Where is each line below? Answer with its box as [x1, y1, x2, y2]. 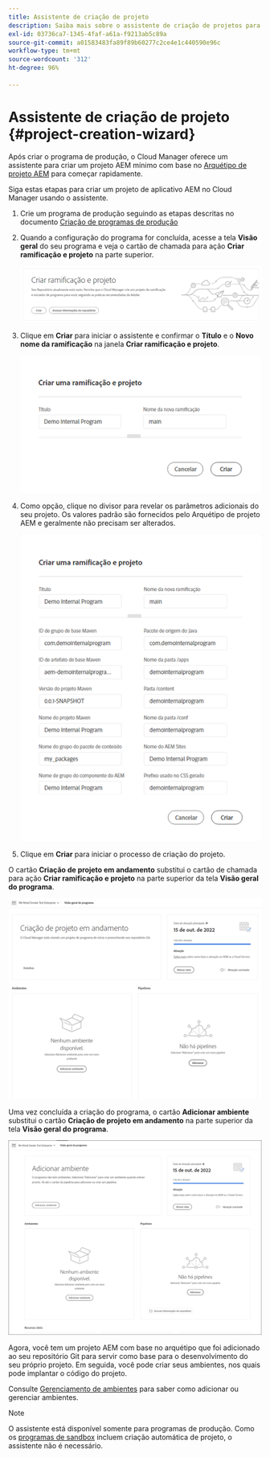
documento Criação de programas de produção [19, 217, 178, 227]
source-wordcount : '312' [8, 55, 92, 64]
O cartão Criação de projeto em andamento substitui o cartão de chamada [8, 864, 258, 874]
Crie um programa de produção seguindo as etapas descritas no [19, 208, 235, 218]
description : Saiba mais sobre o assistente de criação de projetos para [8, 21, 261, 30]
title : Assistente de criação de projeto [8, 13, 149, 21]
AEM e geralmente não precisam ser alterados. [19, 519, 176, 528]
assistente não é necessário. [8, 1440, 103, 1451]
